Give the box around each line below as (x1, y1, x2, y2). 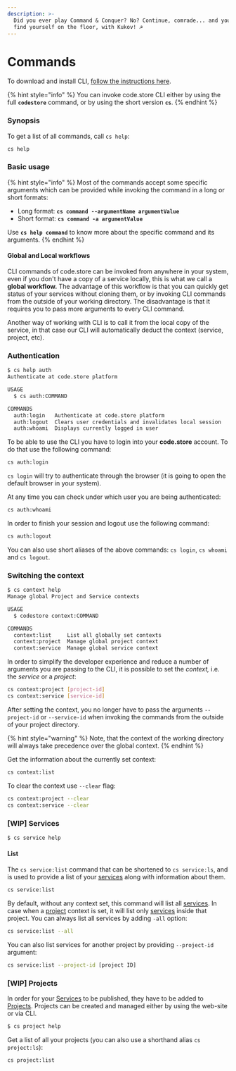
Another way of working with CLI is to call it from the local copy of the (7, 318, 209, 326)
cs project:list (7, 1056, 55, 1064)
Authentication (7, 350, 60, 360)
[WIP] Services (7, 818, 60, 828)
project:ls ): (7, 1043, 44, 1051)
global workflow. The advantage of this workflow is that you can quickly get (7, 282, 228, 290)
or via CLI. (7, 1009, 37, 1017)
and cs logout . (7, 552, 51, 561)
